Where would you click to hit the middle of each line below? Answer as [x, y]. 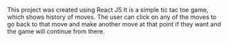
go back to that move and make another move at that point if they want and [114, 24]
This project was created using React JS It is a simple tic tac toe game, [108, 10]
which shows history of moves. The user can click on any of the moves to [112, 17]
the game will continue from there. [56, 31]
